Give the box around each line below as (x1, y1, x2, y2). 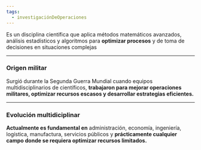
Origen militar (6, 64, 47, 72)
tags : (6, 8, 20, 15)
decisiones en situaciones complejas (6, 43, 97, 51)
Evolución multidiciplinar (6, 111, 80, 119)
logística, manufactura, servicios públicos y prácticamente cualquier (6, 131, 178, 138)
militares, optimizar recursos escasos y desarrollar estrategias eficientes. (6, 90, 194, 97)
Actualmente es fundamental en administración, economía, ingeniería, (6, 124, 181, 131)
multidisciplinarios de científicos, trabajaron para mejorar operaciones (6, 84, 182, 91)
